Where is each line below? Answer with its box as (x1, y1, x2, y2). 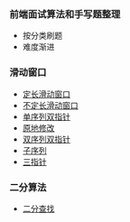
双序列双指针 (22, 134, 70, 144)
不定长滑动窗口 (22, 99, 79, 110)
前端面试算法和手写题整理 (9, 7, 121, 20)
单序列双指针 (22, 111, 70, 122)
